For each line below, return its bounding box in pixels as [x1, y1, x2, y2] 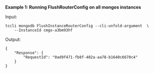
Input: [5, 14, 18, 19]
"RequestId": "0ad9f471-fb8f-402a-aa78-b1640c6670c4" [23, 55, 138, 60]
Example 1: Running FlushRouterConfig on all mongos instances [5, 4, 141, 10]
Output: [5, 37, 21, 42]
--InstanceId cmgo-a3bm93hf [14, 28, 73, 33]
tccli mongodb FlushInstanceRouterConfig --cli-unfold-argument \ [5, 23, 149, 28]
